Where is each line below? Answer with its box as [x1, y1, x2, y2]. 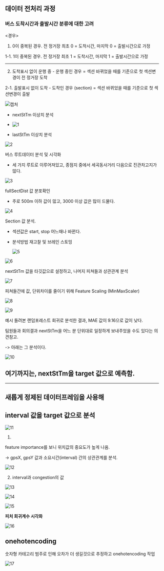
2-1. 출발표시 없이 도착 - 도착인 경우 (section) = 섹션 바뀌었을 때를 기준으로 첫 [5, 85, 153, 90]
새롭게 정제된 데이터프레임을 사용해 [5, 393, 104, 401]
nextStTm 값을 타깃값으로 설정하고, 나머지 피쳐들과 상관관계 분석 [5, 268, 128, 274]
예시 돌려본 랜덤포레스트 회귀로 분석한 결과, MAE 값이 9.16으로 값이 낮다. [5, 317, 143, 323]
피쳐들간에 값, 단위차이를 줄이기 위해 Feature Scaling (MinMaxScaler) [5, 288, 140, 294]
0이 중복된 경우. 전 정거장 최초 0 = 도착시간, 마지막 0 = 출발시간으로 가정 [12, 43, 150, 49]
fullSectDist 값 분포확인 [5, 188, 50, 194]
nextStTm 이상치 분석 [12, 111, 54, 117]
